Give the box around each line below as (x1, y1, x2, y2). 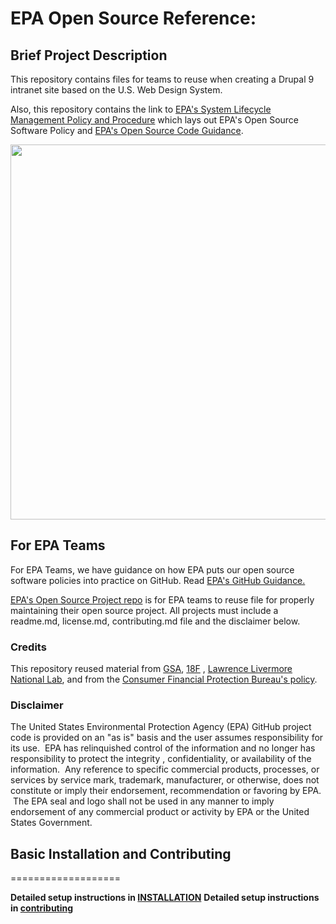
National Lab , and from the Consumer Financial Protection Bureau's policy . (10, 673, 318, 686)
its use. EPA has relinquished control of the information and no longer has (10, 742, 316, 754)
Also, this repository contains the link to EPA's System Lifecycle (10, 103, 272, 115)
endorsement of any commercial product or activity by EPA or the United (10, 806, 310, 818)
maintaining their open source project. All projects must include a (10, 604, 279, 616)
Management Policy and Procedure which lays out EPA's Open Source (10, 114, 300, 126)
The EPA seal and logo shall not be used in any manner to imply (12, 795, 275, 807)
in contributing (10, 902, 74, 914)
